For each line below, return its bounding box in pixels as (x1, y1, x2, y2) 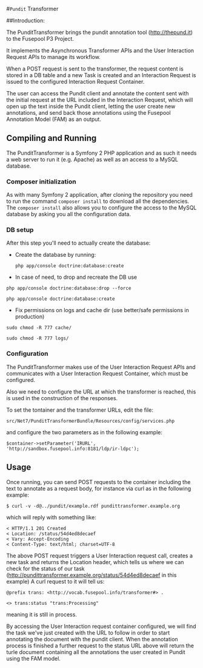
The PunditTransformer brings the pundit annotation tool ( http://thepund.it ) (6, 29, 193, 36)
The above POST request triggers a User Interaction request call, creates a (6, 552, 193, 559)
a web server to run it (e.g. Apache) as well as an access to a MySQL (6, 155, 179, 163)
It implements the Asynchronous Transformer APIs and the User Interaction (6, 47, 195, 54)
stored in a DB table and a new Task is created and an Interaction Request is (6, 72, 196, 78)
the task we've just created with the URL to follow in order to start (6, 629, 170, 636)
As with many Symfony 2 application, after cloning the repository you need (6, 191, 193, 199)
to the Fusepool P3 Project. (6, 35, 75, 42)
